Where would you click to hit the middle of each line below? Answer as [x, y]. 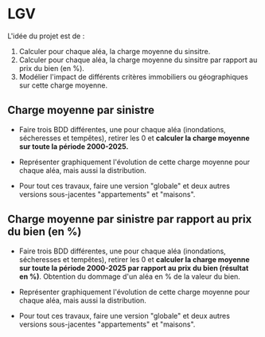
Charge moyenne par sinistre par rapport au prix [130, 219]
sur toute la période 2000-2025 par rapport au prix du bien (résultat [134, 268]
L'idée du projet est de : [46, 36]
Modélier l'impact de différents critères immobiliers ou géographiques [133, 76]
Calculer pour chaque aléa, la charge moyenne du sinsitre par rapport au [138, 60]
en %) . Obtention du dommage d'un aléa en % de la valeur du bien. [129, 276]
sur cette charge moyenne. [63, 85]
